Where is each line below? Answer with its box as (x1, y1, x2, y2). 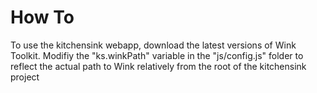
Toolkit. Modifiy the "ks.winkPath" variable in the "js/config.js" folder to (10, 49, 304, 61)
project (10, 71, 40, 83)
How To (10, 6, 75, 29)
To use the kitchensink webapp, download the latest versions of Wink (10, 39, 297, 51)
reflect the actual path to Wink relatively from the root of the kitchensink (10, 60, 307, 72)
